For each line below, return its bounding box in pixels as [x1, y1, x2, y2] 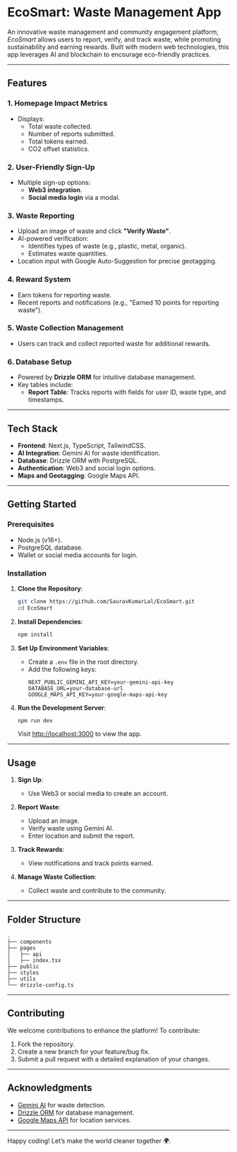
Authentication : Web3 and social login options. [17, 463, 156, 472]
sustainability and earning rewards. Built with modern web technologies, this [7, 42, 229, 51]
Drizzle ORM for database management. [17, 1108, 135, 1117]
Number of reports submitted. [28, 129, 115, 138]
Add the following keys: [28, 665, 97, 673]
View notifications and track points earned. [28, 859, 154, 867]
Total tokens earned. [28, 137, 88, 146]
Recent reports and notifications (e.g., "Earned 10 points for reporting [17, 298, 219, 307]
